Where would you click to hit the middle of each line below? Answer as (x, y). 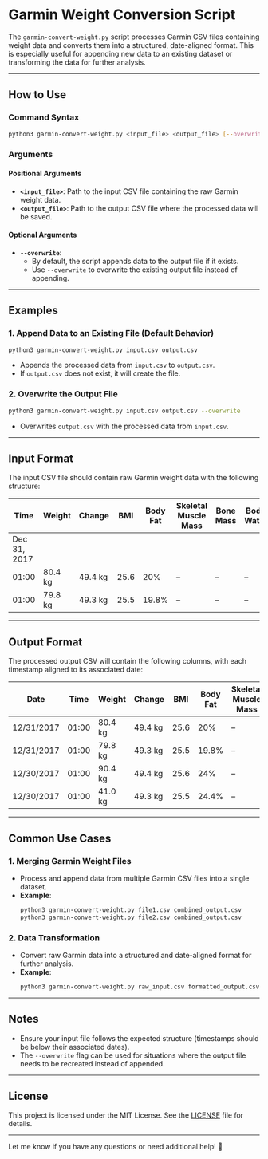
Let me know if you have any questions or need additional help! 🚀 (116, 1147)
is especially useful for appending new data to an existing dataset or (120, 53)
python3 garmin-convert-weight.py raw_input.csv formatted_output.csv (140, 987)
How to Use (37, 95)
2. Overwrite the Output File (63, 394)
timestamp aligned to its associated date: (76, 670)
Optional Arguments (43, 235)
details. (20, 1124)
